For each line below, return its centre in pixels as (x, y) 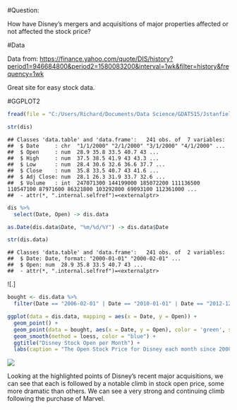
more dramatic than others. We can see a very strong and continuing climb (116, 391)
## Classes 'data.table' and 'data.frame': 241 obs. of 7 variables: (116, 140)
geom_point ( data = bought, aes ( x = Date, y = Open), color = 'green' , (120, 329)
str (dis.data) (28, 240)
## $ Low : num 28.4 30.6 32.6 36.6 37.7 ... (86, 164)
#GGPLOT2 (24, 101)
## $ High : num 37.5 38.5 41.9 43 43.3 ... (83, 158)
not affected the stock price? (49, 31)
